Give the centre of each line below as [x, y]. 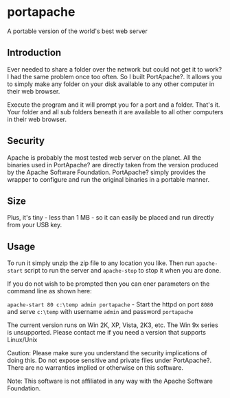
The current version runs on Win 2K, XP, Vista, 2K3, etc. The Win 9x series [113, 325]
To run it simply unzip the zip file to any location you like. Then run [101, 263]
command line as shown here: [50, 291]
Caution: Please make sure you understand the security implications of [107, 353]
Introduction [34, 53]
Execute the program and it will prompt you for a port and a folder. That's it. [114, 105]
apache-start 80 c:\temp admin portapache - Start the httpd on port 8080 [110, 304]
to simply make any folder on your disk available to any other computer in [111, 84]
